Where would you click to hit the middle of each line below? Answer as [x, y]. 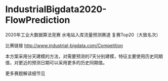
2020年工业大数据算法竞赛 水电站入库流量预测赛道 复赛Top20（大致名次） [83, 34]
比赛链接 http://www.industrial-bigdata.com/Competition [64, 45]
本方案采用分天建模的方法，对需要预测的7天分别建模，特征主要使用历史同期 [84, 56]
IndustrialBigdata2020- [56, 9]
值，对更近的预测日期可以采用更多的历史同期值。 [56, 62]
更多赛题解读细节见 [25, 73]
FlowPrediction [38, 20]
